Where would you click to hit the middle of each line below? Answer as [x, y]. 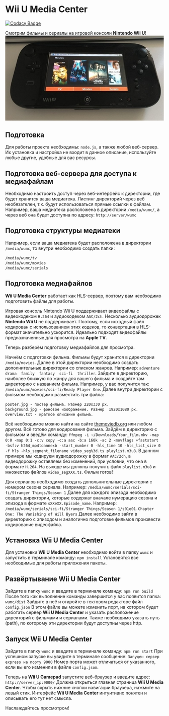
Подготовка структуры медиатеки [63, 231]
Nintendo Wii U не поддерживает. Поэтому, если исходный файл [75, 321]
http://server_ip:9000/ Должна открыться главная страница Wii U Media [84, 682]
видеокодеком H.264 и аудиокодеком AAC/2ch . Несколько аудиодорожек [83, 316]
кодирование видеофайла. [34, 524]
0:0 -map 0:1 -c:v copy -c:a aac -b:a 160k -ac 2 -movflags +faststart [82, 440]
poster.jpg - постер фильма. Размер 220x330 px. [57, 404]
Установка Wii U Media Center [54, 541]
